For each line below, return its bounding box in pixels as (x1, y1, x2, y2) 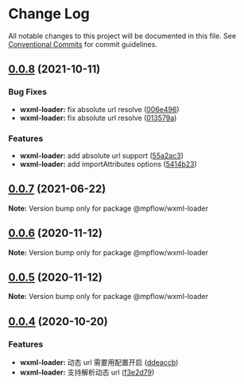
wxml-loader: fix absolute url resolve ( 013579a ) (19, 113, 177, 122)
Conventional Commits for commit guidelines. (8, 39, 157, 48)
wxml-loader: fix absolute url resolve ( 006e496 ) (19, 104, 180, 114)
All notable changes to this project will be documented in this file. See (8, 31, 237, 41)
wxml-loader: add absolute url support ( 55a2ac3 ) (19, 150, 184, 160)
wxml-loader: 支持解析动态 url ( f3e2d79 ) (19, 367, 155, 378)
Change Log (8, 5, 90, 23)
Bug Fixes (8, 87, 48, 98)
